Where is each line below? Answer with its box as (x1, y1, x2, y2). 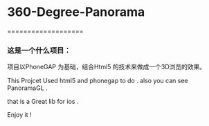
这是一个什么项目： (7, 46, 71, 55)
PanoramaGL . (7, 84, 48, 92)
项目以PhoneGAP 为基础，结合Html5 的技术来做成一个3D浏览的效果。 (7, 63, 206, 71)
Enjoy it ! (7, 111, 32, 119)
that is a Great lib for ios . (7, 98, 79, 106)
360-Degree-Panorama (7, 4, 145, 20)
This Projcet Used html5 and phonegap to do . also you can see (7, 77, 188, 85)
